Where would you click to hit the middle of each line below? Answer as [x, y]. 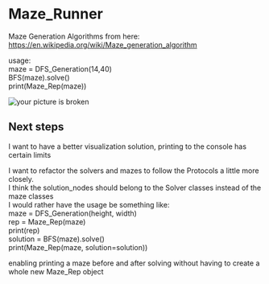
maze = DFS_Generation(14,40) [60, 68]
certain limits [30, 154]
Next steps [36, 127]
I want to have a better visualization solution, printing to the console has [128, 146]
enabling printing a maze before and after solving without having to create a [134, 263]
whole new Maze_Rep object [56, 271]
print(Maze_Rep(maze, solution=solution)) [78, 247]
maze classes [31, 196]
